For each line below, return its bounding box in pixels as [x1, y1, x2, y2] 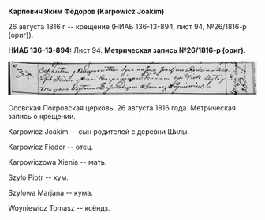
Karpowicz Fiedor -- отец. [8, 142, 94, 151]
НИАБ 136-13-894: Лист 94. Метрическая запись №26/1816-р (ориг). [8, 46, 246, 54]
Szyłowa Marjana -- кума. [8, 188, 93, 197]
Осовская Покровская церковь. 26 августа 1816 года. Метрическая [8, 103, 237, 113]
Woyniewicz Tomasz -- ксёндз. [8, 203, 110, 212]
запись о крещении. [8, 111, 77, 121]
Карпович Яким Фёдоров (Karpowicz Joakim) [8, 7, 165, 16]
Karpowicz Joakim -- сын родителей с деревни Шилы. [8, 126, 190, 136]
